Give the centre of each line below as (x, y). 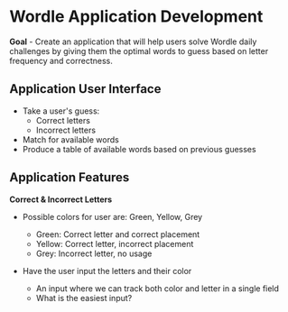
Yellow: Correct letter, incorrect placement (115, 243)
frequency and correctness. (61, 60)
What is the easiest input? (84, 298)
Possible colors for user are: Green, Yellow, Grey (112, 216)
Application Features (70, 178)
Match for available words (70, 139)
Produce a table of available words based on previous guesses (139, 149)
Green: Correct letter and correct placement (118, 234)
